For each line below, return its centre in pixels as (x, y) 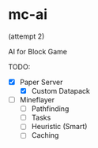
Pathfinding (50, 109)
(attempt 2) (26, 36)
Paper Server (41, 82)
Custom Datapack (61, 91)
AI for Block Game (38, 51)
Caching (45, 135)
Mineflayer (37, 100)
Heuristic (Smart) (59, 127)
